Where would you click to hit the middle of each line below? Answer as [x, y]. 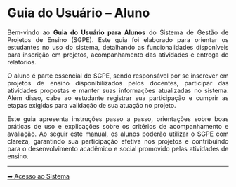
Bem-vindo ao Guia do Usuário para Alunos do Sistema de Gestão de [118, 32]
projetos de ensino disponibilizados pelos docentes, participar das [118, 83]
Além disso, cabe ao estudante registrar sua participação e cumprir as [118, 98]
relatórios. [22, 62]
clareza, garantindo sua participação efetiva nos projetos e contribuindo [118, 141]
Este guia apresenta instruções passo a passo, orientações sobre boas [118, 119]
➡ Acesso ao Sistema [39, 176]
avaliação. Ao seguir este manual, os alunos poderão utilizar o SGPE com [118, 134]
